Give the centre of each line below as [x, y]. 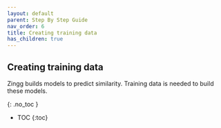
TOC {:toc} [32, 117]
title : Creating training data [52, 33]
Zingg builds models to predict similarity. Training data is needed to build [110, 83]
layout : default [30, 13]
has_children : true [35, 39]
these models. [27, 91]
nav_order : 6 [26, 26]
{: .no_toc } [23, 104]
